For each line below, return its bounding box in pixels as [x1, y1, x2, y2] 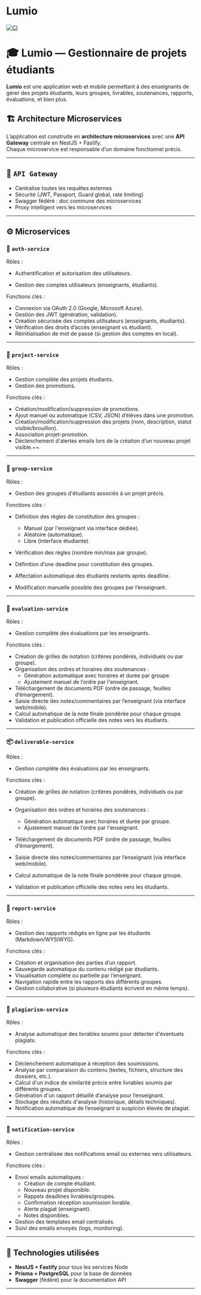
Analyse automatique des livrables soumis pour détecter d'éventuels [14, 1030, 184, 1037]
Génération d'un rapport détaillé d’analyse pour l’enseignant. [14, 1092, 165, 1099]
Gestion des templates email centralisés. [14, 1218, 115, 1225]
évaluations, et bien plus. [6, 95, 68, 103]
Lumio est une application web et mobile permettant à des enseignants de [6, 83, 190, 90]
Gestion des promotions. [14, 382, 76, 389]
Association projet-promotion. [14, 431, 89, 438]
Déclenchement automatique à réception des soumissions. [14, 1060, 160, 1067]
